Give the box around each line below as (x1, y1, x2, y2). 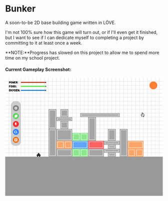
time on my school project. (5, 54, 60, 60)
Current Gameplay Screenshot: (5, 66, 71, 72)
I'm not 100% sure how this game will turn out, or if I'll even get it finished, (5, 29, 158, 35)
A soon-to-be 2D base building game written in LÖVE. (5, 19, 116, 25)
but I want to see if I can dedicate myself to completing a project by (5, 34, 144, 40)
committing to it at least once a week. (5, 39, 82, 45)
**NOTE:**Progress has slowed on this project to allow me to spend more (5, 49, 159, 55)
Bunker (5, 3, 36, 14)
